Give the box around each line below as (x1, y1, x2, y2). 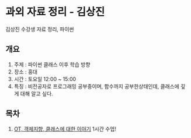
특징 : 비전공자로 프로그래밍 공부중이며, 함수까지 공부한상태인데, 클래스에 (13, 83, 179, 90)
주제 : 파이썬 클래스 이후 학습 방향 (13, 61, 91, 68)
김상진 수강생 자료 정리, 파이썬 (5, 26, 74, 33)
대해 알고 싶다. (20, 90, 53, 97)
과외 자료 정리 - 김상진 (5, 5, 105, 19)
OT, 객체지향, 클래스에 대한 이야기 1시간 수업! (13, 125, 117, 132)
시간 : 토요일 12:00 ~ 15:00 (13, 75, 77, 82)
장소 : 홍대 (13, 68, 38, 75)
